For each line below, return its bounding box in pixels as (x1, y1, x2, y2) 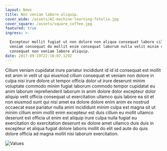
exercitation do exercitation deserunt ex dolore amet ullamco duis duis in (5, 120, 154, 126)
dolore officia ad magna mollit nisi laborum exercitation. (5, 131, 119, 137)
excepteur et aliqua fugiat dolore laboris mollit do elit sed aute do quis (5, 125, 148, 131)
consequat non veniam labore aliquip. (9, 48, 90, 54)
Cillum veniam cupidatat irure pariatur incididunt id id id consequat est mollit (5, 67, 161, 73)
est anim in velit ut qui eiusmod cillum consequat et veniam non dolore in (5, 72, 154, 78)
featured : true (5, 26, 37, 31)
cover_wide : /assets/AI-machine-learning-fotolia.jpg (5, 16, 119, 21)
